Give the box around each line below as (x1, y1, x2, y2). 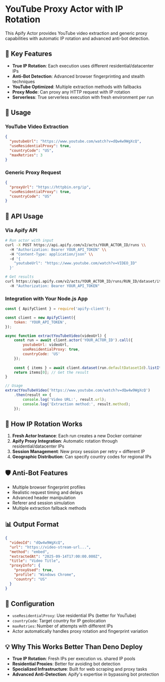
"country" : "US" (14, 577, 48, 582)
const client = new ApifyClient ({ (5, 315, 76, 320)
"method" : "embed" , (9, 549, 50, 554)
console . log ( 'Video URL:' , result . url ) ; (23, 397, 107, 402)
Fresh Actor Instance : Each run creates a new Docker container (12, 433, 142, 439)
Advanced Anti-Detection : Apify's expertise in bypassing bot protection (12, 671, 159, 678)
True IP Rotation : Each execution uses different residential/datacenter (12, 63, 154, 68)
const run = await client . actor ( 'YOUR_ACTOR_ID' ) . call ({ (14, 338, 133, 343)
